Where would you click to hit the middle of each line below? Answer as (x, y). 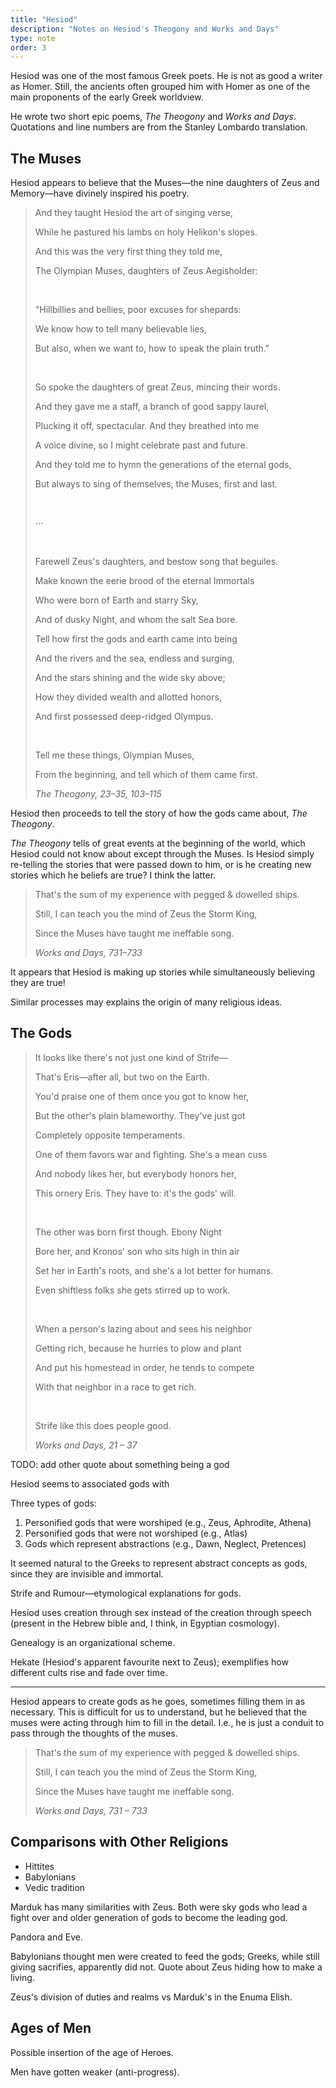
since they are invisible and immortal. (87, 1573)
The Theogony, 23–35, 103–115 (98, 794)
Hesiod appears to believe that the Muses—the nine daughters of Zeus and (165, 183)
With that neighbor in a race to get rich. (115, 1387)
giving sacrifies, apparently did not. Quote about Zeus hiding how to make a (166, 1967)
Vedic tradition (55, 1887)
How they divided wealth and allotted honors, (128, 697)
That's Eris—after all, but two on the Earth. (122, 1077)
